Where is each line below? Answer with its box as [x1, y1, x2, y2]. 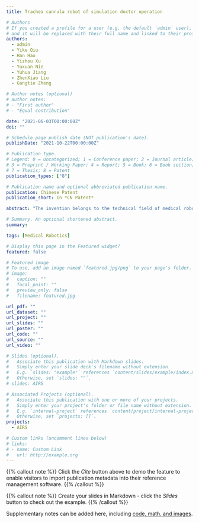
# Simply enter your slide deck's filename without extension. [6, 364, 171, 370]
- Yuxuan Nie [11, 64, 44, 70]
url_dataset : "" [6, 309, 46, 315]
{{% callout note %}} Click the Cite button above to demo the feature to [6, 468, 181, 475]
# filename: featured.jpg [6, 293, 76, 299]
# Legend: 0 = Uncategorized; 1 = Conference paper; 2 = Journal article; [6, 156, 195, 162]
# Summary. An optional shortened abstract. [6, 217, 118, 223]
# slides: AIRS [6, 381, 44, 387]
